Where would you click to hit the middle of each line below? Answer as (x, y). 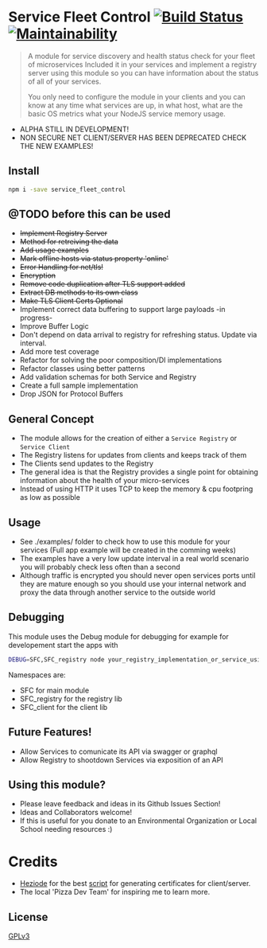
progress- (36, 318)
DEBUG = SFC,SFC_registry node (56, 659)
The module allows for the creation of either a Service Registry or (128, 439)
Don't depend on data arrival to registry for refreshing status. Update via (138, 335)
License (28, 917)
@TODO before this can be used (89, 215)
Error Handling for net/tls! (61, 267)
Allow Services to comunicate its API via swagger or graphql (118, 751)
